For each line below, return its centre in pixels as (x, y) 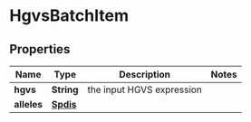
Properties (40, 49)
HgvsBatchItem (69, 16)
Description (145, 75)
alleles (29, 104)
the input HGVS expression (145, 89)
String (65, 89)
